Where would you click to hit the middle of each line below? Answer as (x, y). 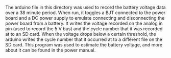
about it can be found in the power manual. (51, 50)
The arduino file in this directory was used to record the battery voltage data (86, 7)
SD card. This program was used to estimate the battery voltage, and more (84, 45)
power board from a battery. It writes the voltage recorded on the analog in (84, 23)
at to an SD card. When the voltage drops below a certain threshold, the (81, 34)
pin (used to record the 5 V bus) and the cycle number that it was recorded (84, 29)
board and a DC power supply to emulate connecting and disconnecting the (85, 18)
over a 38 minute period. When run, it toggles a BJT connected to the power (86, 13)
